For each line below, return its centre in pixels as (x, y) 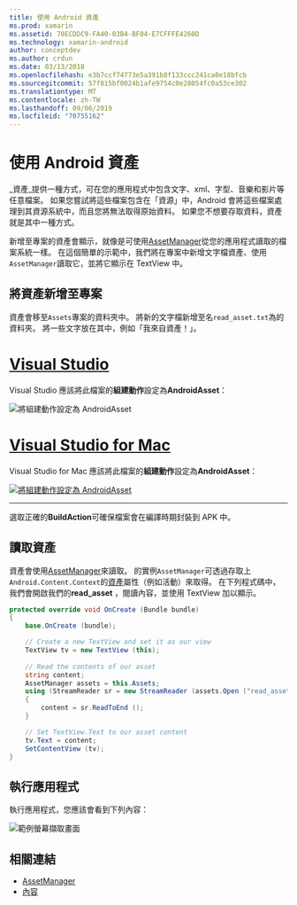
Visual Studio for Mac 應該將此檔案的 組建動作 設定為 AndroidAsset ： (133, 471)
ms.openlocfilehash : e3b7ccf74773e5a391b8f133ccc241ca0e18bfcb (128, 75)
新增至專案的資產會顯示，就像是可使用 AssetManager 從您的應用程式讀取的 (144, 241)
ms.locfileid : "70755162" (57, 116)
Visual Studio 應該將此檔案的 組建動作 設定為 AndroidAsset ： (118, 390)
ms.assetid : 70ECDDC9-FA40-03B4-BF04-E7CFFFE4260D (104, 34)
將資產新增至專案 (56, 294)
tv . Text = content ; (61, 740)
